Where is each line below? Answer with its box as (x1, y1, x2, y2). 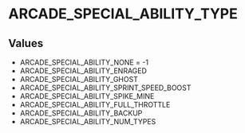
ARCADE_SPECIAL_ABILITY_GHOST (19, 75, 138, 84)
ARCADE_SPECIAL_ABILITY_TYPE (8, 5, 238, 23)
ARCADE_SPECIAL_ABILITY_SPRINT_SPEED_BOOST (19, 83, 192, 92)
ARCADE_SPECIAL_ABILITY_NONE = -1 (19, 57, 149, 67)
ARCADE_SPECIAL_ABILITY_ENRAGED (19, 66, 148, 76)
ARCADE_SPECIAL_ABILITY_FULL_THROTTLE (19, 100, 171, 109)
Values (8, 37, 44, 50)
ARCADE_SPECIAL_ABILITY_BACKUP (19, 108, 143, 118)
